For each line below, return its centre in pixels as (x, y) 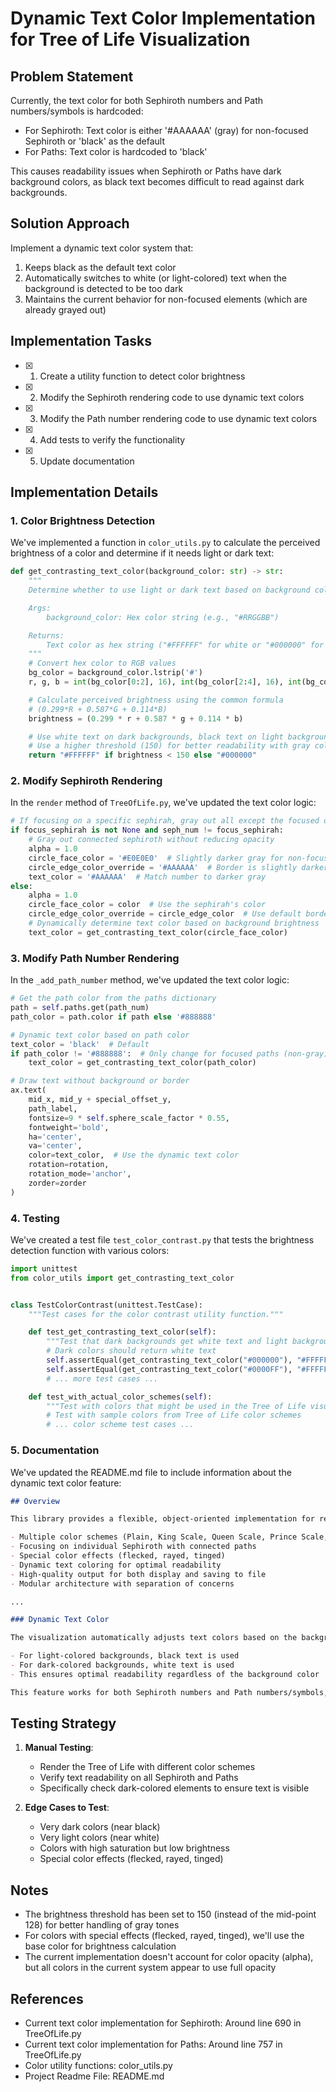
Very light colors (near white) (99, 1838)
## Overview (35, 1501)
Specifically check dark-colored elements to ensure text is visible (174, 1788)
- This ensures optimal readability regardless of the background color (165, 1674)
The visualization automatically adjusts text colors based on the (154, 1638)
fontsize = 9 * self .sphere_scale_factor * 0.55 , (129, 1118)
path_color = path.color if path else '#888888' (113, 1017)
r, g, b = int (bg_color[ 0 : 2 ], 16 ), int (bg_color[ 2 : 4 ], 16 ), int (165, 682)
